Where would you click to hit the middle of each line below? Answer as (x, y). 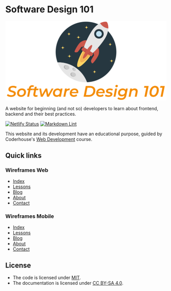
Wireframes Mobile (30, 216)
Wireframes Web (27, 170)
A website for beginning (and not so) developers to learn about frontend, (82, 109)
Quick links (24, 155)
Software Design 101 (49, 9)
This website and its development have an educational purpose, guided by (84, 134)
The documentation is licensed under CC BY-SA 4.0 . (68, 283)
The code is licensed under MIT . (47, 278)
